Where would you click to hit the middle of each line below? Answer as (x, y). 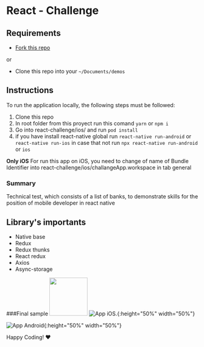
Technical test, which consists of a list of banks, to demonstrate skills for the (102, 197)
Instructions (30, 90)
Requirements (33, 33)
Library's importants (46, 222)
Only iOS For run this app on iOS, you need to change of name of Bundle (97, 161)
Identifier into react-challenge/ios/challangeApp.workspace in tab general (99, 167)
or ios (23, 149)
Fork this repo (33, 47)
